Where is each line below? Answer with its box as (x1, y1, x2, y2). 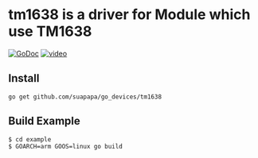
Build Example (8, 114, 81, 128)
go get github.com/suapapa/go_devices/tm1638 (8, 93, 162, 101)
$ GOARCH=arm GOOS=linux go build (8, 142, 123, 150)
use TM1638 (8, 22, 92, 40)
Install (8, 71, 40, 85)
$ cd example (8, 135, 52, 144)
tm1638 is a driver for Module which (8, 6, 251, 24)
